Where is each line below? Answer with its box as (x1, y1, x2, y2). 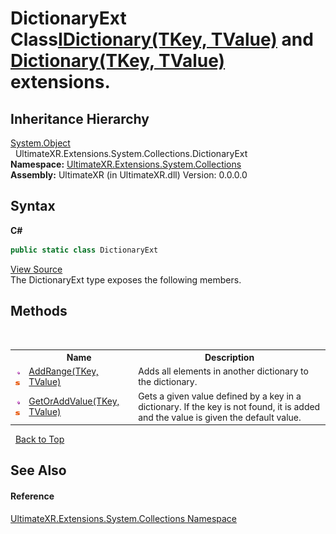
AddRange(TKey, (28, 365, 99, 377)
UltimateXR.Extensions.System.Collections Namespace (10, 512, 237, 524)
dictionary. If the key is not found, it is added (138, 400, 321, 412)
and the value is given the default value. (138, 411, 302, 423)
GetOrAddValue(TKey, (28, 395, 120, 407)
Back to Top (14, 433, 65, 445)
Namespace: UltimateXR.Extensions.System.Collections (10, 158, 242, 170)
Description (204, 352, 255, 363)
